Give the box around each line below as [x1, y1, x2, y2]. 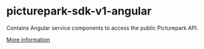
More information [6, 36, 50, 43]
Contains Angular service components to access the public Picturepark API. [6, 24, 198, 31]
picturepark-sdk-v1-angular [6, 4, 152, 18]
